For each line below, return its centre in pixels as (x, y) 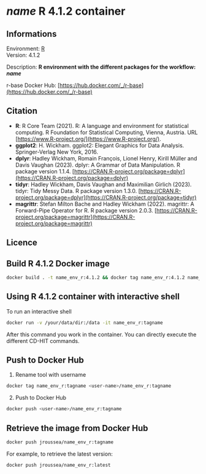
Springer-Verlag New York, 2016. (57, 152)
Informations (32, 34)
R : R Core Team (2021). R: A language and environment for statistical (102, 126)
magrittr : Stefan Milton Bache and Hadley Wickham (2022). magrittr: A (105, 204)
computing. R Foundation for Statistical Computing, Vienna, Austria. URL (106, 132)
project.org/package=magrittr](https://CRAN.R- (75, 217)
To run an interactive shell (39, 311)
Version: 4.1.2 (23, 55)
